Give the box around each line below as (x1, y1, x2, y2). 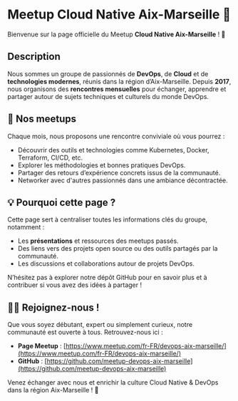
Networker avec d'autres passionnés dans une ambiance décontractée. (17, 176, 228, 184)
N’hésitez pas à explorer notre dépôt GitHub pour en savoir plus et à (7, 274, 208, 282)
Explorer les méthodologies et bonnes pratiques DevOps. (17, 160, 186, 170)
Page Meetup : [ (17, 342, 66, 350)
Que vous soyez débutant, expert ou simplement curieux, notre (7, 321, 193, 329)
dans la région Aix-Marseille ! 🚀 (7, 386, 99, 395)
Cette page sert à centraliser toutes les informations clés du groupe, (7, 215, 208, 224)
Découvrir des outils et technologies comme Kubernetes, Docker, (17, 145, 209, 154)
